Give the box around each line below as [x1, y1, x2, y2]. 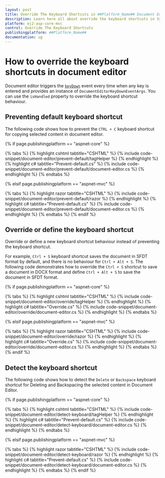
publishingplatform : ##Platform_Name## [5, 30, 87, 35]
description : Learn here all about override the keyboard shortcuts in [5, 16, 155, 21]
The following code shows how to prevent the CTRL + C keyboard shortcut [5, 126, 155, 132]
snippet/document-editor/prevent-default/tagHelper [5, 155, 110, 161]
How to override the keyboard [5, 56, 129, 67]
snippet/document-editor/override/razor [5, 333, 86, 339]
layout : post [5, 7, 32, 12]
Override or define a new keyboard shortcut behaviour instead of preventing [5, 239, 160, 245]
